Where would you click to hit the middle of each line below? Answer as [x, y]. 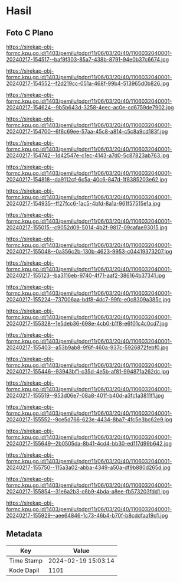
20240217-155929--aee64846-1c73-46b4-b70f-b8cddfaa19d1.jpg [87, 516]
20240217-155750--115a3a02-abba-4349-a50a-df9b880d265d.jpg [89, 467]
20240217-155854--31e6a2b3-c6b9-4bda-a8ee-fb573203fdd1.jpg [88, 491]
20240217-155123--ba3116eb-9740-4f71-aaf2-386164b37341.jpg [86, 275]
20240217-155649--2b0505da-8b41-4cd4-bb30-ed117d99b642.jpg [89, 443]
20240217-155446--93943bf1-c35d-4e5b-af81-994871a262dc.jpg [88, 371]
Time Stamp [26, 561]
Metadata [24, 534]
